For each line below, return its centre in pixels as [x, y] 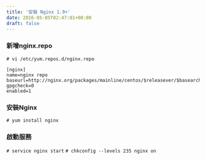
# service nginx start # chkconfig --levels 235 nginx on [81, 151]
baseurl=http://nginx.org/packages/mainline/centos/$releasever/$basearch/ [105, 80]
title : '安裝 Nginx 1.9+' [38, 12]
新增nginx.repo [29, 46]
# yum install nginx [33, 120]
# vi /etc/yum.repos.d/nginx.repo [51, 59]
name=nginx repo [27, 75]
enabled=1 [19, 91]
